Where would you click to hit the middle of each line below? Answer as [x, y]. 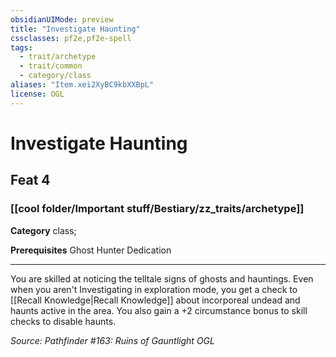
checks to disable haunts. [63, 321]
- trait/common [51, 66]
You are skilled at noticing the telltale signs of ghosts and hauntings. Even [162, 278]
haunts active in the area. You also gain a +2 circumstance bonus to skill [159, 310]
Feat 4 [30, 180]
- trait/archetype [58, 57]
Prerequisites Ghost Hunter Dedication [91, 250]
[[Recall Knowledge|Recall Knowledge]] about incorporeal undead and [155, 300]
